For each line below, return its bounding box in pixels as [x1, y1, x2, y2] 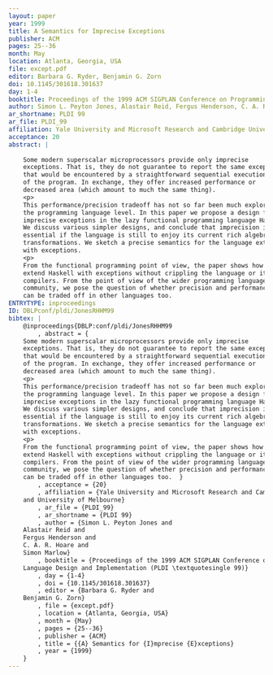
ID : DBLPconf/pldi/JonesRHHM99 [8, 307, 115, 315]
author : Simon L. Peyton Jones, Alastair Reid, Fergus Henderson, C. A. [8, 102, 260, 111]
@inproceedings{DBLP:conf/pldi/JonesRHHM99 [23, 322, 173, 330]
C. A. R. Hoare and [23, 542, 89, 550]
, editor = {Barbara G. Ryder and [37, 586, 154, 594]
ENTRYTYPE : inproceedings [8, 299, 96, 307]
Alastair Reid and [23, 526, 85, 534]
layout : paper [8, 11, 57, 20]
